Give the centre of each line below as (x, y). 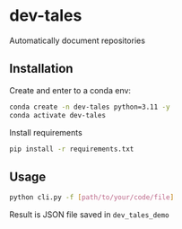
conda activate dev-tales (57, 115)
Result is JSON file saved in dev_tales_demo (89, 215)
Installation (41, 69)
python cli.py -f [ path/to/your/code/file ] (92, 198)
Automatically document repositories (78, 40)
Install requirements (46, 132)
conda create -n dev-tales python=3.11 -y (90, 107)
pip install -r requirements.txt (72, 149)
